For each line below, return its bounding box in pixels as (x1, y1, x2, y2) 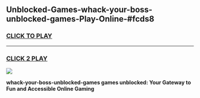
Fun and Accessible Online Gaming (6, 85, 95, 92)
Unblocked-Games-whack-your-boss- (6, 5, 153, 15)
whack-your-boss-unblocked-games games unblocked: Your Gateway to (6, 78, 192, 86)
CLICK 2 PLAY (6, 54, 48, 62)
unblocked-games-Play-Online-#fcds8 (6, 14, 155, 24)
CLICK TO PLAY (6, 32, 52, 40)
